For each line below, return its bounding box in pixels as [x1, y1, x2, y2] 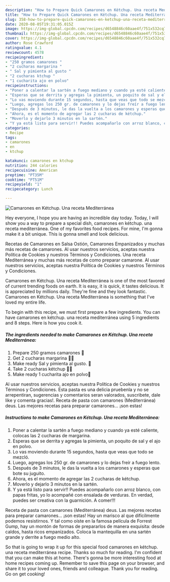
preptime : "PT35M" [5, 172, 44, 178]
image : [5, 26, 19, 31]
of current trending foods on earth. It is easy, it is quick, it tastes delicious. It [5, 283, 164, 289]
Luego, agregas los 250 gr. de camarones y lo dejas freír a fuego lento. [12, 459, 161, 465]
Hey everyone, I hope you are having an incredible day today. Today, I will [5, 215, 159, 221]
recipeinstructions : [5, 83, 49, 88]
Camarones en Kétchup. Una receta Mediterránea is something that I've [5, 294, 155, 300]
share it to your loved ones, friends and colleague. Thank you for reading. [5, 565, 158, 571]
